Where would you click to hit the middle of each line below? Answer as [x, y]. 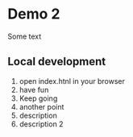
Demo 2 [34, 14]
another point [42, 106]
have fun [34, 89]
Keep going [38, 98]
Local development [57, 62]
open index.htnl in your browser [72, 81]
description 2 [41, 124]
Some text [25, 36]
